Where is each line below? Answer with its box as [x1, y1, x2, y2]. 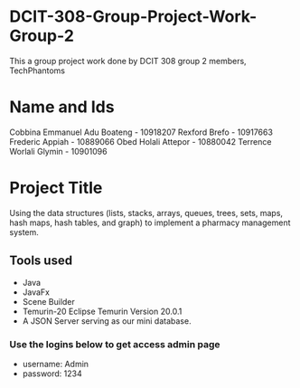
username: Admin [22, 358, 89, 369]
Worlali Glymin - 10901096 [9, 146, 108, 156]
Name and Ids [9, 97, 115, 118]
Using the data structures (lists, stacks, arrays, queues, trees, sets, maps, [9, 207, 283, 218]
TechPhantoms [9, 65, 66, 76]
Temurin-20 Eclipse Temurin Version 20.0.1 [22, 306, 183, 317]
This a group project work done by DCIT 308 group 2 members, [9, 55, 247, 66]
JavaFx [22, 287, 51, 298]
